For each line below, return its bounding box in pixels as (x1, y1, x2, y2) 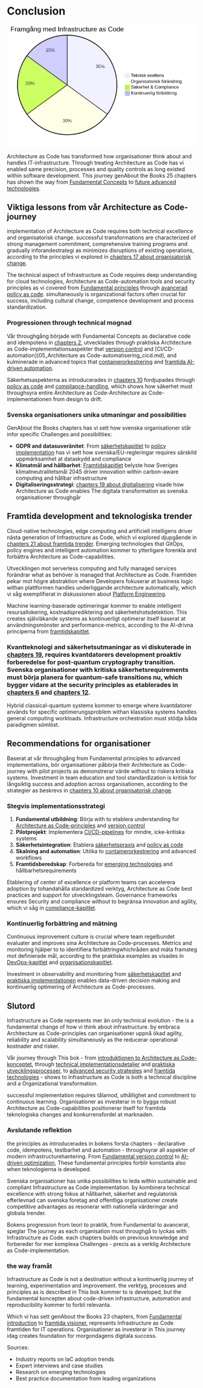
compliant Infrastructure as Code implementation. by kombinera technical (7, 1183, 190, 1191)
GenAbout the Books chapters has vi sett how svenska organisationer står (7, 424, 192, 431)
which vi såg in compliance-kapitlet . (7, 905, 97, 912)
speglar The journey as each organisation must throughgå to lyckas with (7, 1227, 187, 1235)
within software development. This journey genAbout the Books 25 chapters (7, 172, 197, 179)
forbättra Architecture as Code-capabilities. (7, 553, 115, 560)
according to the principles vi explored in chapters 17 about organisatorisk (7, 253, 192, 260)
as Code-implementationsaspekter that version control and (7, 345, 153, 352)
